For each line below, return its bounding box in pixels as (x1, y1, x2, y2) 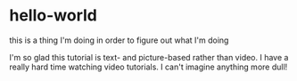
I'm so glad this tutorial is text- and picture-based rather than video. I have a (9, 52, 289, 62)
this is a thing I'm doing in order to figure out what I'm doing (9, 35, 229, 45)
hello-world (9, 5, 98, 26)
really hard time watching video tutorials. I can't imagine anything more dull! (9, 61, 288, 72)
